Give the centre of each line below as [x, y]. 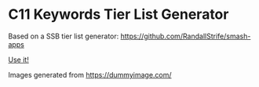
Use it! [18, 60]
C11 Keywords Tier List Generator [119, 14]
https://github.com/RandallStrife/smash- [186, 36]
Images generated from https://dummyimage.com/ [90, 74]
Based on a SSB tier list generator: [64, 36]
